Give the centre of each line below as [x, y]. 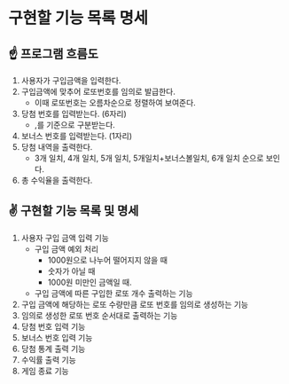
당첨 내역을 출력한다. [57, 147]
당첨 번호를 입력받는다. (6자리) [74, 114]
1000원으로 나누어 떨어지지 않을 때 [107, 260]
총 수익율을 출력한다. [57, 180]
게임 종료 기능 [45, 371]
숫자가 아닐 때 [71, 270]
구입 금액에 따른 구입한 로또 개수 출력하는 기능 [113, 293]
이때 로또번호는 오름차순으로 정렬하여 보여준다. [115, 102]
